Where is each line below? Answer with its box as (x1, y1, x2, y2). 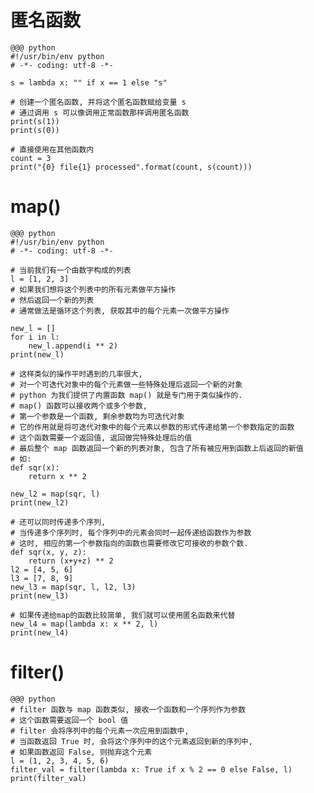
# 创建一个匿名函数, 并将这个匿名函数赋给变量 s (10, 97, 187, 107)
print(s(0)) (10, 125, 60, 135)
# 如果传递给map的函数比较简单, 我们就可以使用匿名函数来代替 (10, 610, 236, 620)
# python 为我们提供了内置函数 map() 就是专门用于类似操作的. (10, 390, 243, 400)
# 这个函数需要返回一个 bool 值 (10, 715, 129, 725)
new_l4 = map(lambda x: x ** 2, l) (10, 619, 159, 629)
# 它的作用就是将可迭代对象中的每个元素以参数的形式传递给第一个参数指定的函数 (10, 422, 295, 432)
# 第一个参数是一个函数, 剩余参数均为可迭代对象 (10, 411, 185, 421)
